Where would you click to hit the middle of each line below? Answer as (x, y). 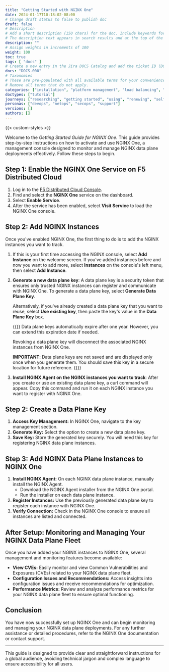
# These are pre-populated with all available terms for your (72, 80)
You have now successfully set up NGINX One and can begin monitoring (80, 622)
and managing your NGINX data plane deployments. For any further (75, 628)
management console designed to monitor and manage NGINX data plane (82, 148)
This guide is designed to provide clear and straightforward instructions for (83, 653)
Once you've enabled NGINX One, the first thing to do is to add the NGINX (82, 239)
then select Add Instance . (39, 270)
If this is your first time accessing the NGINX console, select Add (80, 254)
